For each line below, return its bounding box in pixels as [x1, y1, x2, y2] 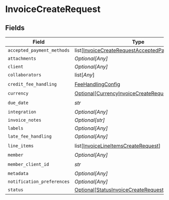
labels [8, 126, 24, 131]
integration [8, 109, 37, 115]
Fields [5, 24, 25, 32]
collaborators [8, 72, 42, 77]
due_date [8, 99, 29, 106]
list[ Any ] [74, 71, 95, 78]
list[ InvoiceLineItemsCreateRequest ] [74, 142, 161, 149]
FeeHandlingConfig [74, 80, 121, 87]
